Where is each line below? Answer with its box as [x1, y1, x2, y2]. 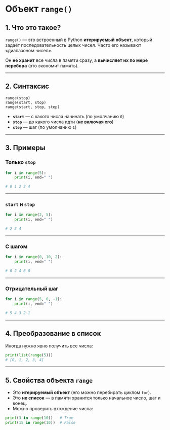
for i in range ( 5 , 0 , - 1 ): [5, 297, 62, 302]
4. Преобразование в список [5, 329, 101, 338]
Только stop [5, 159, 36, 166]
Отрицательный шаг [5, 285, 59, 292]
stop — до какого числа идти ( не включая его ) [12, 119, 114, 125]
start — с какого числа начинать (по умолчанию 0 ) [12, 113, 124, 119]
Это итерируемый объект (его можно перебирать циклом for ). [12, 389, 151, 396]
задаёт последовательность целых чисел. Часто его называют [5, 42, 142, 48]
